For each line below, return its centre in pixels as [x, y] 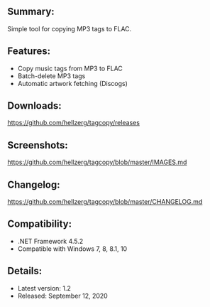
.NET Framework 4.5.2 [50, 241]
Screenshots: [38, 145]
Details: [25, 271]
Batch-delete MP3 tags [51, 76]
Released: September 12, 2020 [62, 296]
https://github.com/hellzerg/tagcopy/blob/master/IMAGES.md [97, 162]
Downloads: [34, 106]
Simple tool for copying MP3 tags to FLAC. [70, 28]
